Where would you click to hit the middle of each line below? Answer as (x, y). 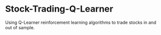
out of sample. (20, 27)
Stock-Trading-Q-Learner (59, 9)
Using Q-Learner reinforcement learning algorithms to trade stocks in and (81, 22)
